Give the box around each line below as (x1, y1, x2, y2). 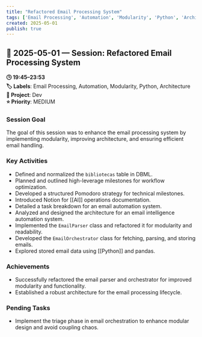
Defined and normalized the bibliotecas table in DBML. (14, 170, 153, 178)
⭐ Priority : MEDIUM (6, 98, 55, 105)
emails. (14, 241, 33, 248)
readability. (14, 228, 43, 235)
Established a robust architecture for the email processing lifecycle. (14, 288, 182, 295)
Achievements (6, 262, 50, 271)
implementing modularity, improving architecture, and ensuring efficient (6, 135, 184, 143)
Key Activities (6, 157, 48, 165)
